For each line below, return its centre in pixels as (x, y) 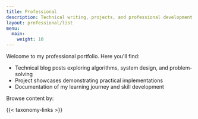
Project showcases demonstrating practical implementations (89, 80)
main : (18, 34)
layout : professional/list (40, 23)
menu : (13, 28)
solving (24, 74)
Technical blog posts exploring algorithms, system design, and (91, 68)
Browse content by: (30, 98)
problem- (181, 68)
